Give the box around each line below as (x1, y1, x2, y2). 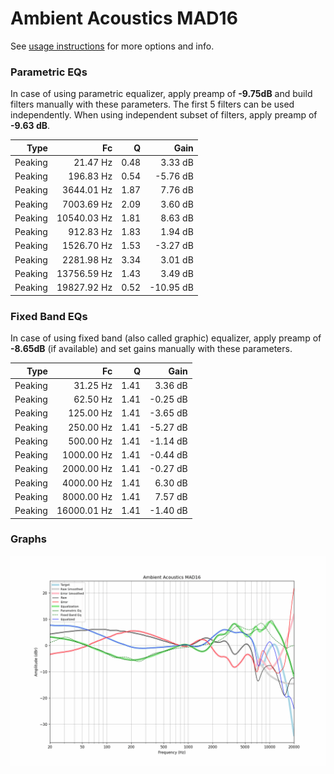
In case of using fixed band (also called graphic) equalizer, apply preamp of (10, 332, 322, 344)
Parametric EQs (10, 65, 88, 79)
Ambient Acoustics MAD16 (10, 7, 238, 30)
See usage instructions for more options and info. (10, 40, 215, 52)
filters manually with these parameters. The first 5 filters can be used (10, 98, 295, 111)
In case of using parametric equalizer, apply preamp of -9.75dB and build (10, 88, 313, 100)
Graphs (10, 532, 47, 546)
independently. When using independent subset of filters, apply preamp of (10, 109, 318, 121)
